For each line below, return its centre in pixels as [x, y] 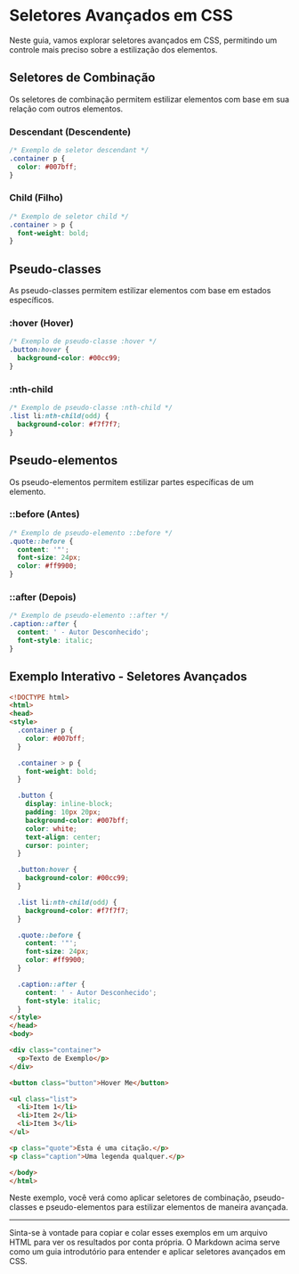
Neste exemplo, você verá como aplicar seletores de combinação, [130, 1198]
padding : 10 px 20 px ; [63, 812]
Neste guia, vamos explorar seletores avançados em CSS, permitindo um [143, 40]
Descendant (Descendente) [70, 132]
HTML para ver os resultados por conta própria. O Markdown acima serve [145, 1242]
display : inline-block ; [69, 804]
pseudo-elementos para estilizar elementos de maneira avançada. [167, 1207]
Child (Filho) [36, 198]
